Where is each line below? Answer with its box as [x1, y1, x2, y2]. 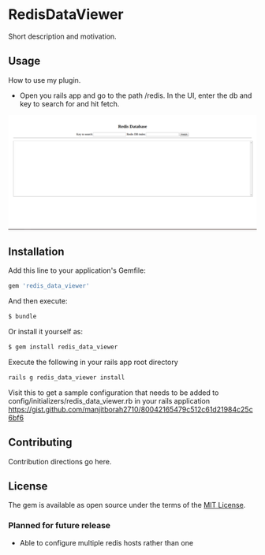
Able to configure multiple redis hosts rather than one [19, 538, 194, 547]
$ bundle [8, 313, 37, 321]
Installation [8, 244, 65, 258]
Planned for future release [8, 520, 111, 531]
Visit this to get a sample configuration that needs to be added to [8, 388, 219, 397]
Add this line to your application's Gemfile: [8, 266, 146, 275]
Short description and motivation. [8, 32, 117, 41]
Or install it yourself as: [8, 327, 83, 337]
